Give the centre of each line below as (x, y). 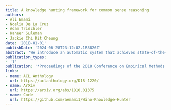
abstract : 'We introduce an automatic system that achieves (70, 52)
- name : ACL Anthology (29, 76)
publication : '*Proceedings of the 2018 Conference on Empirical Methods (85, 66)
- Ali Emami (18, 19)
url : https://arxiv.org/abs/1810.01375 (52, 90)
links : (12, 71)
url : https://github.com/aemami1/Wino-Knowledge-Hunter (70, 99)
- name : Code (19, 95)
